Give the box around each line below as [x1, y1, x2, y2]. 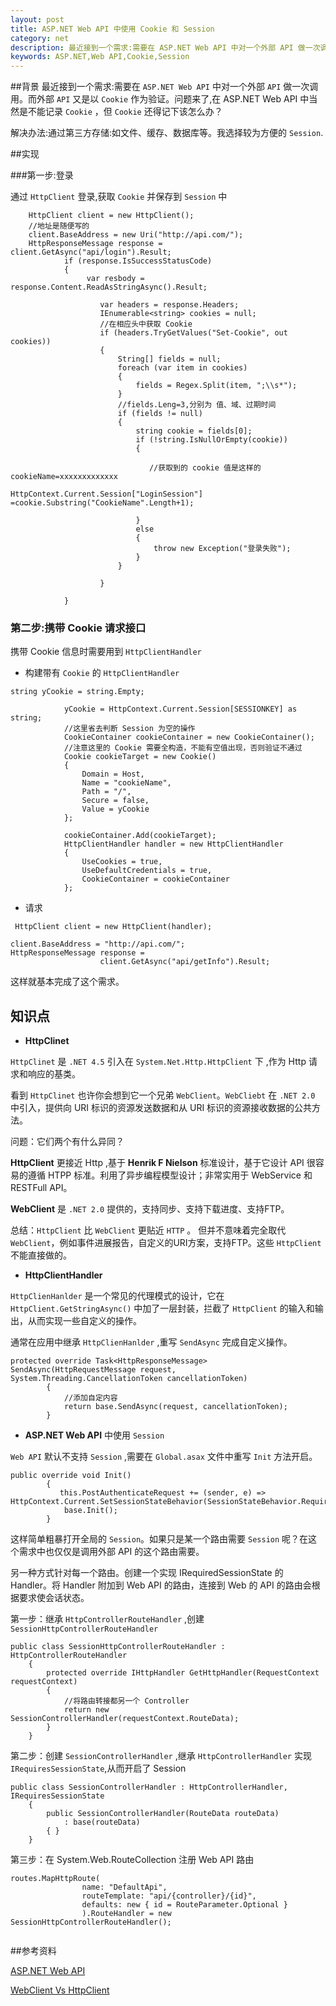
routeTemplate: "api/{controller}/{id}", [81, 1891, 257, 1901]
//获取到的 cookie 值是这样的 [148, 463, 262, 473]
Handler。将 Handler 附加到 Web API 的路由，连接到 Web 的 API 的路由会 [10, 1579, 312, 1591]
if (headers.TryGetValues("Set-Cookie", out [99, 328, 288, 338]
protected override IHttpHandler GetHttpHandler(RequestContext [46, 1668, 320, 1678]
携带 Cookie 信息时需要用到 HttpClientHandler [10, 646, 202, 658]
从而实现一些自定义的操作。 [27, 1315, 142, 1327]
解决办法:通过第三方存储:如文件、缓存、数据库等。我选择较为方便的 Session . [10, 127, 324, 139]
